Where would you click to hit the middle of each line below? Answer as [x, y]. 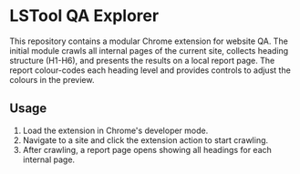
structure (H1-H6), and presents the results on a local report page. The [142, 60]
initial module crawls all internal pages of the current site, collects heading [149, 50]
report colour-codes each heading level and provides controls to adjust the [150, 70]
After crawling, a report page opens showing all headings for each [147, 149]
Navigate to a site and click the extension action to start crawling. [145, 140]
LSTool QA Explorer [84, 16]
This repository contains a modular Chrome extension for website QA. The [149, 41]
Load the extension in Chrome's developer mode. [115, 130]
